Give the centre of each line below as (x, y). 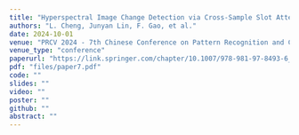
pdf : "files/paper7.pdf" (55, 67)
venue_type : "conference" (57, 51)
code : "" (25, 75)
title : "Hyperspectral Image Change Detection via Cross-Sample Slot (141, 17)
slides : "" (29, 83)
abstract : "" (33, 116)
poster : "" (29, 100)
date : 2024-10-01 (41, 34)
